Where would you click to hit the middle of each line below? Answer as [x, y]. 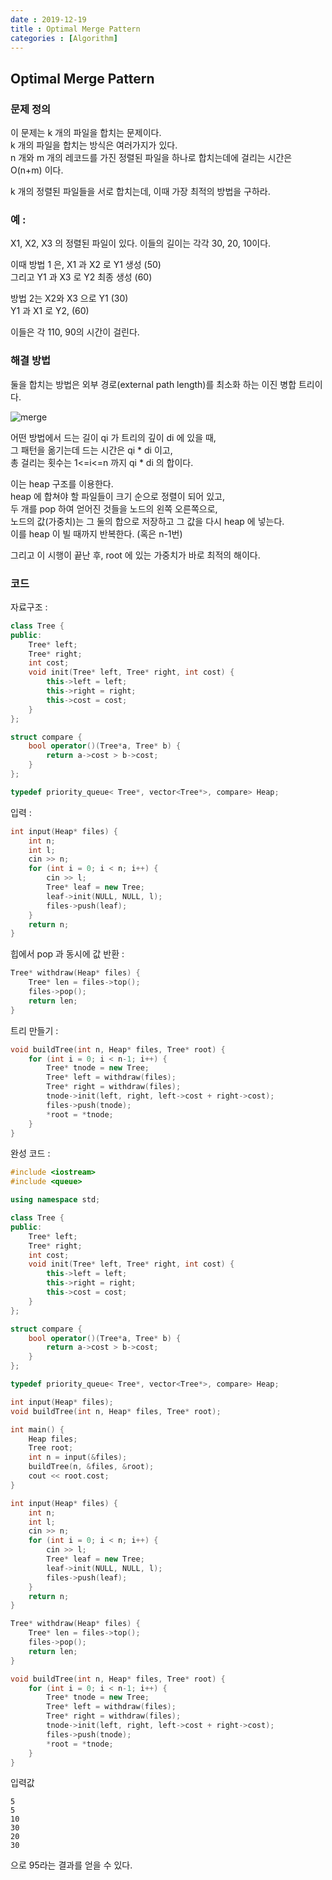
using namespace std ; [55, 1200]
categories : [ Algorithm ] [64, 38]
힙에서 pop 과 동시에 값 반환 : [67, 954]
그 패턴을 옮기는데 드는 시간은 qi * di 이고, [91, 450]
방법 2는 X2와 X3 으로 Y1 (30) [69, 298]
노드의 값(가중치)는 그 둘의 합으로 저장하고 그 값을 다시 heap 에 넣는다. [147, 521]
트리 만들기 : [34, 1030]
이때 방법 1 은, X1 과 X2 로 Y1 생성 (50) [86, 265]
